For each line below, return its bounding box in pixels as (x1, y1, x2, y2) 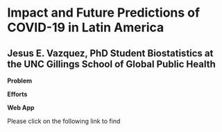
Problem (7, 76, 33, 85)
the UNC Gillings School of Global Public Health (7, 58, 216, 70)
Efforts (7, 90, 28, 98)
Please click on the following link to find (7, 117, 121, 125)
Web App (7, 104, 35, 112)
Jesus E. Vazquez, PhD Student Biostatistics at (7, 47, 214, 59)
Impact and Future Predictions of (7, 5, 200, 21)
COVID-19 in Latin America (7, 19, 164, 35)
